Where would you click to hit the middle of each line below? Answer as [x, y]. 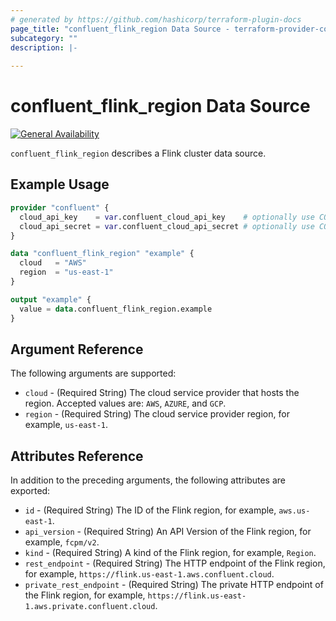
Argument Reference [77, 349]
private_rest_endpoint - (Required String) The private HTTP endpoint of [174, 585]
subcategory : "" [44, 38]
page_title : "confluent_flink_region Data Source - [120, 29]
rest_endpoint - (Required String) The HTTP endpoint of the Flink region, [175, 563]
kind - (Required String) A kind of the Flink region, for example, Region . [170, 553]
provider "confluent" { [60, 207]
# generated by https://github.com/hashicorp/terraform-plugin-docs [156, 19]
